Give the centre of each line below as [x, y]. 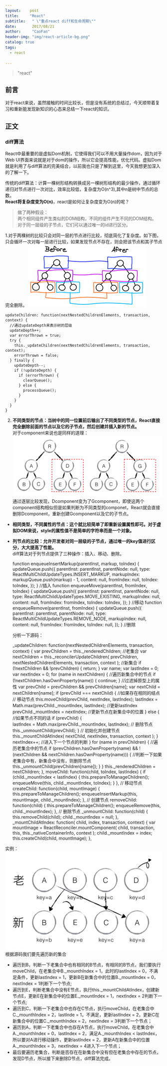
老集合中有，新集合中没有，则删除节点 [52, 761]
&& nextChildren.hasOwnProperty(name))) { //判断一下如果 [102, 754]
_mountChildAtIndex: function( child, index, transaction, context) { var [84, 822]
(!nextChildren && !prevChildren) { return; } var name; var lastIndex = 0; [85, 668]
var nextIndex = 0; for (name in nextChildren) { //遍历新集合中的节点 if [84, 674]
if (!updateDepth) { [35, 370]
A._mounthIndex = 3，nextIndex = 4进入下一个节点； [67, 1046]
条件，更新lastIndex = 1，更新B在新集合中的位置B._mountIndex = [83, 977]
